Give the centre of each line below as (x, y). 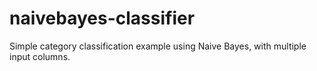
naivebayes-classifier (102, 18)
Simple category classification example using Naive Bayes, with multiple (158, 46)
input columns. (40, 56)
